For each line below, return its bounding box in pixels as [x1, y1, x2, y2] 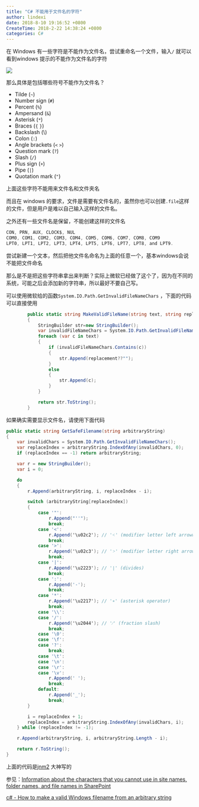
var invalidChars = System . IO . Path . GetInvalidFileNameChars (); [17, 439, 176, 445]
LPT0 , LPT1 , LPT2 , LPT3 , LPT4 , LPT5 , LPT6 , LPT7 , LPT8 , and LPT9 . [6, 240, 174, 246]
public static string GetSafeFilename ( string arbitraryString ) [6, 428, 166, 434]
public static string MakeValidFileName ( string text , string [27, 311, 182, 317]
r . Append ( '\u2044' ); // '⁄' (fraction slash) [48, 620, 161, 626]
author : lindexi [6, 14, 46, 20]
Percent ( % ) [14, 103, 43, 110]
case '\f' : [37, 637, 65, 643]
